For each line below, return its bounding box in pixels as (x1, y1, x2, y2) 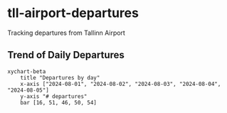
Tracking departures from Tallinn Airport (7, 28, 126, 37)
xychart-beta (7, 68, 46, 75)
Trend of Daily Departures (7, 49, 125, 61)
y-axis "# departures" (20, 92, 88, 100)
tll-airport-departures (7, 5, 139, 21)
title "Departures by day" (20, 74, 100, 81)
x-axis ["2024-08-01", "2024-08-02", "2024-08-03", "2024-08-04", (20, 80, 221, 87)
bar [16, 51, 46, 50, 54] (20, 99, 97, 106)
